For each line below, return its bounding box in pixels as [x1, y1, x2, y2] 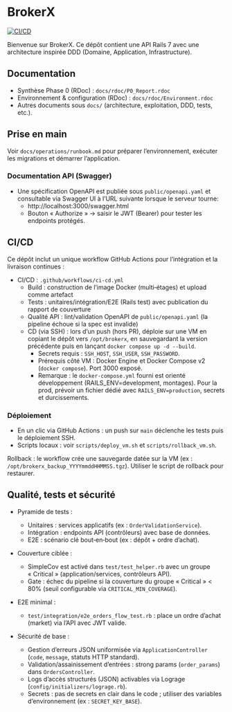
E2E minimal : [17, 598, 56, 606]
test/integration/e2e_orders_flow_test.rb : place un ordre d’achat [27, 611, 222, 619]
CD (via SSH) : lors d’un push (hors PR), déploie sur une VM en [27, 327, 207, 336]
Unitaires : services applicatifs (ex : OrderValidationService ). [27, 520, 202, 529]
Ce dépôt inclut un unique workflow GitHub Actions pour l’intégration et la [7, 255, 218, 263]
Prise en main [7, 129, 67, 140]
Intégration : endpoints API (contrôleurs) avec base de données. [27, 528, 211, 536]
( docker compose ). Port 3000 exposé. [37, 364, 143, 372]
